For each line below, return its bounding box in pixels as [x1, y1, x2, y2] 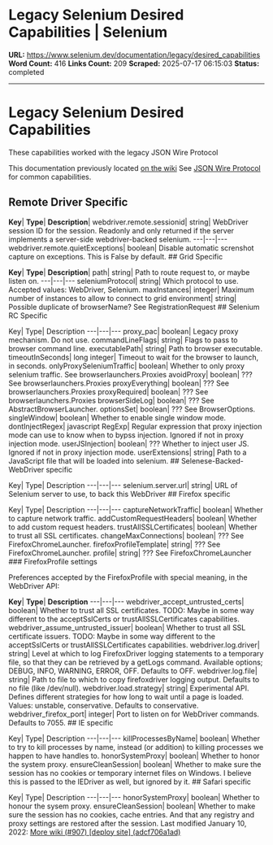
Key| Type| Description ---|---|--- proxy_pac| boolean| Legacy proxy [8, 326, 239, 336]
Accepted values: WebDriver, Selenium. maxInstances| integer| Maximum [8, 285, 254, 294]
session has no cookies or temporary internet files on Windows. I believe [8, 768, 252, 777]
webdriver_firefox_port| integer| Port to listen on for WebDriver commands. [8, 709, 260, 719]
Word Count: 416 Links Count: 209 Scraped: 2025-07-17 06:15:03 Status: [8, 59, 260, 68]
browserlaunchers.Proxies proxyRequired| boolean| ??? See [8, 386, 209, 396]
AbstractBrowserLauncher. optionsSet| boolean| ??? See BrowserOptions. [8, 404, 256, 414]
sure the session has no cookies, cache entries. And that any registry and [8, 809, 254, 819]
